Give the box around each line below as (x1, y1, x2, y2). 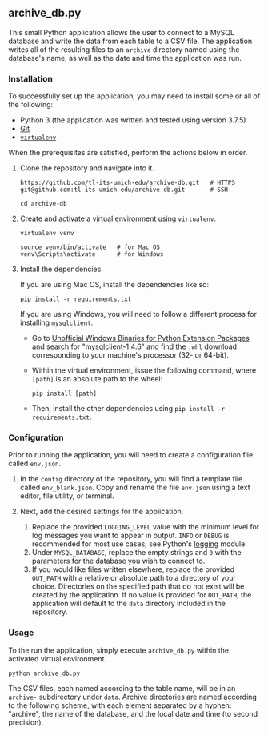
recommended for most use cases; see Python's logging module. (31, 539, 248, 549)
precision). (8, 717, 44, 727)
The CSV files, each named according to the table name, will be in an (8, 683, 236, 693)
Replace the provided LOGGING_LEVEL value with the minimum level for (31, 522, 260, 532)
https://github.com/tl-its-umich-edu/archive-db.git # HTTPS (19, 179, 236, 187)
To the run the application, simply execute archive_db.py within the (8, 645, 230, 655)
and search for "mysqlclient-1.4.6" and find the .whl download (31, 342, 238, 351)
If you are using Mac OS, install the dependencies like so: (19, 280, 210, 290)
